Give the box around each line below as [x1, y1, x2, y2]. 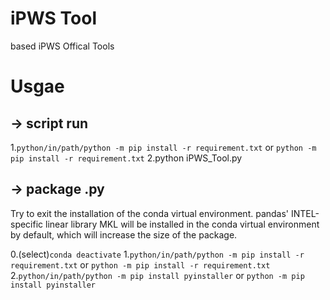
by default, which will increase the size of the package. [10, 228, 238, 241]
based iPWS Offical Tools [10, 40, 115, 52]
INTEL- [290, 207, 320, 219]
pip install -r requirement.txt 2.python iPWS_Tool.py [10, 152, 243, 164]
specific [10, 218, 44, 230]
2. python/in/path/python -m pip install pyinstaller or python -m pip [10, 269, 305, 281]
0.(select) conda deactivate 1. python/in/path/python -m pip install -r [10, 248, 305, 260]
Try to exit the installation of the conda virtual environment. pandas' [10, 207, 290, 219]
